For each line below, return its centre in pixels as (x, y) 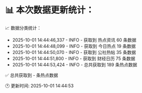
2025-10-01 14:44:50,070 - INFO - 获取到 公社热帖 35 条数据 (74, 52)
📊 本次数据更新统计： (50, 10)
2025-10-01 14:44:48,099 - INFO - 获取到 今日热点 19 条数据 (74, 46)
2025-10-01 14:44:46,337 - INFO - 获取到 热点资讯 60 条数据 (74, 40)
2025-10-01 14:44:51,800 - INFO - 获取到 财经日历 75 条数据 (74, 58)
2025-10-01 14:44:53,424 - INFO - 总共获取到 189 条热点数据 (75, 64)
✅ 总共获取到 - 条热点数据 (32, 75)
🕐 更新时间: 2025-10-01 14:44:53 (39, 86)
